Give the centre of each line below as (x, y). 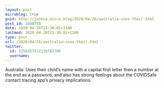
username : (20, 56)
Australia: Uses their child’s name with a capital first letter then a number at (82, 70)
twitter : (14, 46)
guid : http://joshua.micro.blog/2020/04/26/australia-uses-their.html (80, 19)
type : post (16, 38)
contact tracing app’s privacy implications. (48, 80)
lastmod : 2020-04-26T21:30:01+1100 (42, 33)
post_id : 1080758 (23, 23)
